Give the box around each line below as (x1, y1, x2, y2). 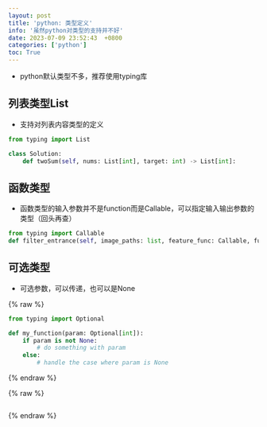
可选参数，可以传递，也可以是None (19, 283, 136, 293)
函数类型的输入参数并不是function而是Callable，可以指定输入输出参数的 (19, 204, 255, 213)
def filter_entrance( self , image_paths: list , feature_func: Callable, (8, 237, 250, 245)
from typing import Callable (8, 230, 105, 238)
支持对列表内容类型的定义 (19, 119, 104, 129)
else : (22, 351, 41, 359)
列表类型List (8, 97, 69, 111)
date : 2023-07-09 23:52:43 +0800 (8, 33, 123, 42)
